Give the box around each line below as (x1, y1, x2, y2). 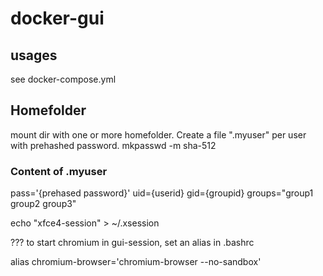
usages (10, 47, 58, 64)
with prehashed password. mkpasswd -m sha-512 (10, 139, 217, 151)
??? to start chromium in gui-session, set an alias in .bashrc (10, 237, 255, 249)
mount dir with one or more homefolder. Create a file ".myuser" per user (10, 128, 307, 141)
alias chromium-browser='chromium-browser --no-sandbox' (10, 256, 262, 268)
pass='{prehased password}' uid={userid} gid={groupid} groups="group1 (10, 187, 314, 199)
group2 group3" (10, 198, 77, 210)
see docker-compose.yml (10, 73, 117, 85)
